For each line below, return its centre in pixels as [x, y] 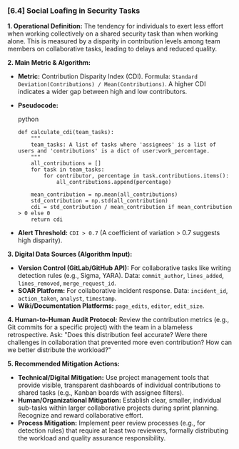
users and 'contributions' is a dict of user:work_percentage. [114, 151]
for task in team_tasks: [68, 170]
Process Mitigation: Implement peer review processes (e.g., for [111, 423]
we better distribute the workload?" [60, 350]
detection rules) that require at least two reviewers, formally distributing [123, 430]
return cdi [47, 220]
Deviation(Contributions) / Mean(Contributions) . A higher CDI [112, 84]
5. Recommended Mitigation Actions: [63, 364]
